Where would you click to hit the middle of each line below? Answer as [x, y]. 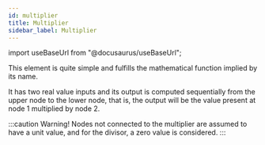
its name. [23, 77]
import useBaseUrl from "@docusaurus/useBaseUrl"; [95, 53]
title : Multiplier [38, 23]
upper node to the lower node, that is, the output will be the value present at [132, 101]
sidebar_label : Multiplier [53, 30]
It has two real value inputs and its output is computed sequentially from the [132, 92]
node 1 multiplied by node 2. [54, 109]
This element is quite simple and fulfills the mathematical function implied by [133, 68]
